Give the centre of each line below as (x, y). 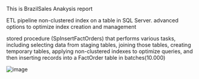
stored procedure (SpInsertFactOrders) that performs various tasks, (91, 38)
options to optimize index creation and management (71, 27)
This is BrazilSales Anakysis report (49, 9)
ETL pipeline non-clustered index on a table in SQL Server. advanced (93, 20)
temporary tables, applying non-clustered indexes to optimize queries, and (99, 51)
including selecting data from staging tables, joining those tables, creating (99, 45)
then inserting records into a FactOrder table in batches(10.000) (86, 58)
